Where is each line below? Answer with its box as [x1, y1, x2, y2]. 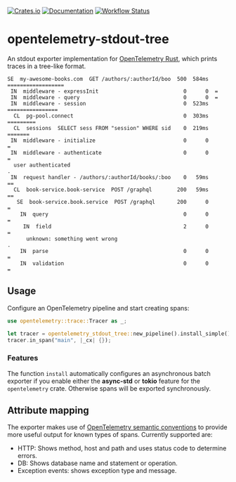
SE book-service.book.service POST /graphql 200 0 [16, 198, 209, 205]
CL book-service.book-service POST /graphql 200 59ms [13, 186, 209, 193]
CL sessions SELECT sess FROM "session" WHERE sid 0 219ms [13, 124, 209, 131]
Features [7, 353, 39, 363]
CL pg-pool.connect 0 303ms [13, 112, 209, 119]
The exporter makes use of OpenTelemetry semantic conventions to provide [7, 423, 228, 431]
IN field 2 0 [22, 223, 209, 230]
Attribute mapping [7, 405, 89, 417]
